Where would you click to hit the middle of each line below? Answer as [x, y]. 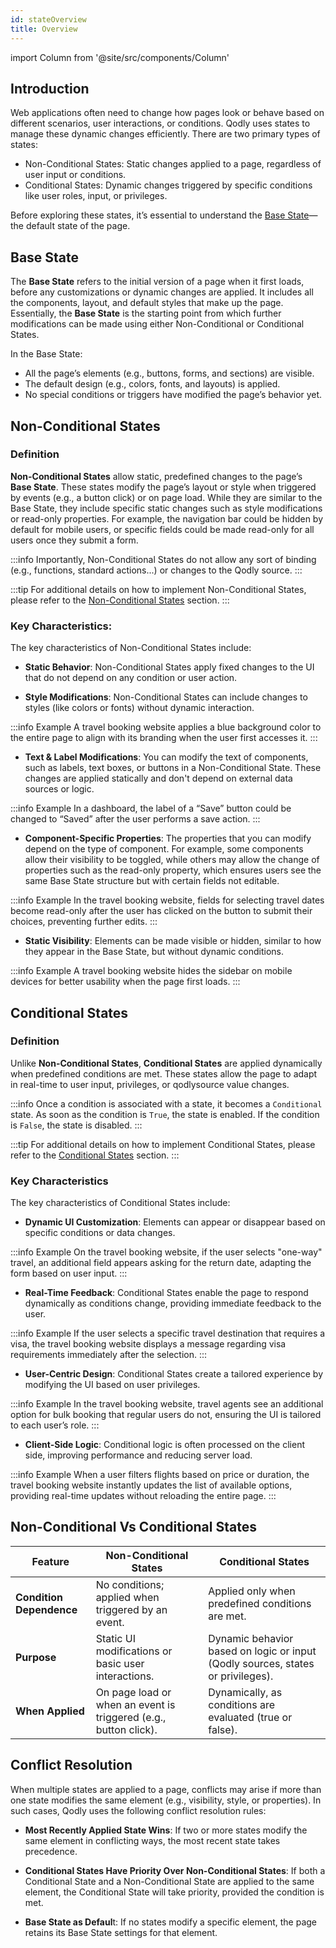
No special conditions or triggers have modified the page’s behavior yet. [173, 395]
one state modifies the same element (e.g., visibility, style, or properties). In [166, 1800]
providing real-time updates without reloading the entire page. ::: [143, 1496]
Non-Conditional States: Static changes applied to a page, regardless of [173, 164]
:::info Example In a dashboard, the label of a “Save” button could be [151, 808]
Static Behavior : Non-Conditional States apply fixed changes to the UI [169, 667]
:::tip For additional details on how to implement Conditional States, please [163, 1144]
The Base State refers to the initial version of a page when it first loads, [157, 282]
